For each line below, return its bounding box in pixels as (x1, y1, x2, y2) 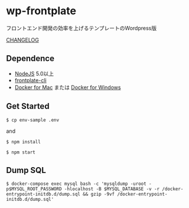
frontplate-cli (14, 76, 47, 84)
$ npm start (6, 149, 35, 155)
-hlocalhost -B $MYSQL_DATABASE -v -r (64, 186, 160, 192)
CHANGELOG (6, 36, 40, 43)
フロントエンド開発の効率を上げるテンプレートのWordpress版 (6, 24, 157, 31)
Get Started (6, 101, 50, 111)
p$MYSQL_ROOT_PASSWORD (6, 186, 62, 192)
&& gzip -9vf (82, 191, 115, 197)
